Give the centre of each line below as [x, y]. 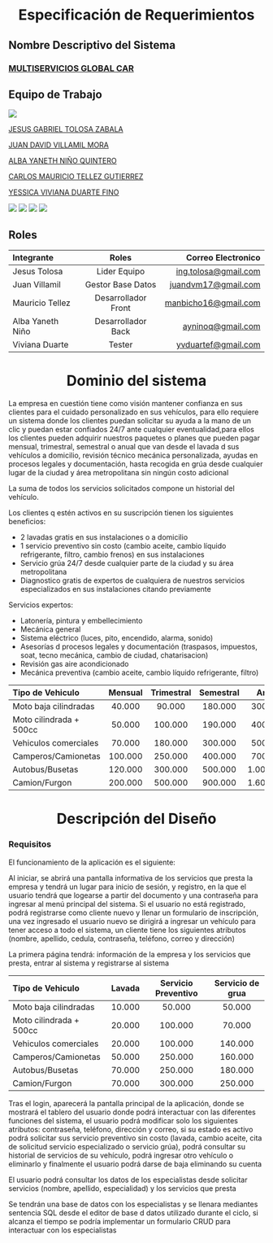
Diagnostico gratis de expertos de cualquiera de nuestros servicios [132, 580]
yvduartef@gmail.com [218, 345]
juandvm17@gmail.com [215, 285]
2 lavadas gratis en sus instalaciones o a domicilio [104, 537]
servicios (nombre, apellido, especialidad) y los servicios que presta [123, 1188]
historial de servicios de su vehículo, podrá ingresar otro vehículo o [121, 1155]
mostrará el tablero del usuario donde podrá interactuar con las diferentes [132, 1112]
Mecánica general [50, 629]
